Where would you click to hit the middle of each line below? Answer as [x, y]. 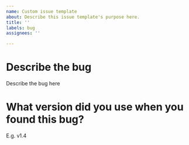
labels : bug [20, 28]
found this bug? [45, 120]
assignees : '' [23, 33]
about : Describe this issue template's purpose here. [73, 17]
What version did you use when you [95, 107]
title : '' [18, 22]
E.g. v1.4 [16, 136]
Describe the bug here [33, 84]
